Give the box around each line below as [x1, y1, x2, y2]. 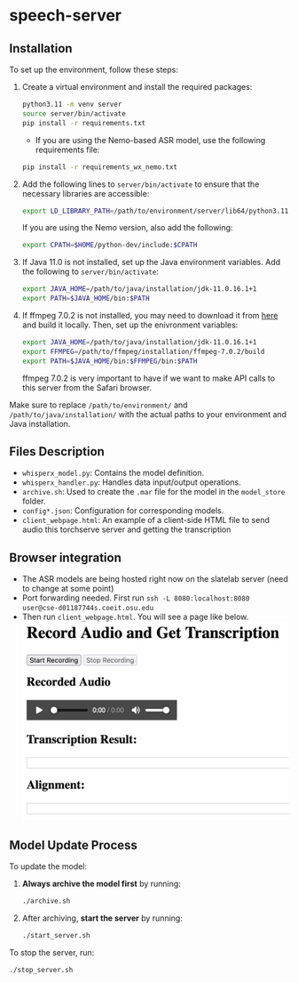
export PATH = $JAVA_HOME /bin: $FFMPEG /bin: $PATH [21, 357, 198, 366]
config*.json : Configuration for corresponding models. [21, 505, 224, 516]
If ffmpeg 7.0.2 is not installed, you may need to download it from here [21, 310, 278, 320]
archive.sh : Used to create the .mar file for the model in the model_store [21, 487, 286, 497]
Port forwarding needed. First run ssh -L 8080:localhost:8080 [21, 592, 250, 603]
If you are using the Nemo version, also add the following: [21, 222, 233, 233]
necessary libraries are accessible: [21, 188, 150, 198]
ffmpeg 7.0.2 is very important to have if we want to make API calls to [21, 373, 276, 383]
